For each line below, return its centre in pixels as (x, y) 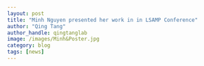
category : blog (29, 45)
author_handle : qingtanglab (47, 33)
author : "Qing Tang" (37, 26)
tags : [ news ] (26, 52)
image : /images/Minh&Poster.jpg (53, 39)
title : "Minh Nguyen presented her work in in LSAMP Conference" (102, 20)
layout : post (26, 13)
